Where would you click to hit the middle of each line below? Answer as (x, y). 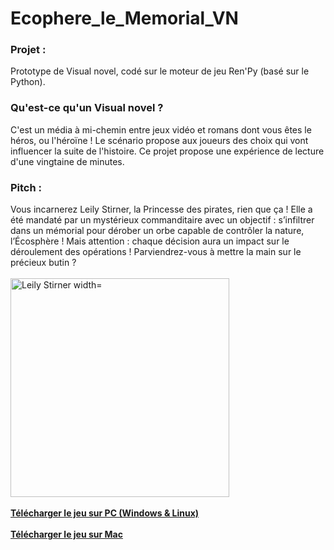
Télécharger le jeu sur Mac (66, 534)
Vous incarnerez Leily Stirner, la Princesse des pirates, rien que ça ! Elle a (161, 209)
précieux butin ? (43, 263)
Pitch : (26, 187)
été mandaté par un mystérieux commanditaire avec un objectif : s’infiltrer (162, 220)
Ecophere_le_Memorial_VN (124, 18)
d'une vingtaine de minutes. (67, 161)
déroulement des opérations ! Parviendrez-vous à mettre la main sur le (156, 252)
